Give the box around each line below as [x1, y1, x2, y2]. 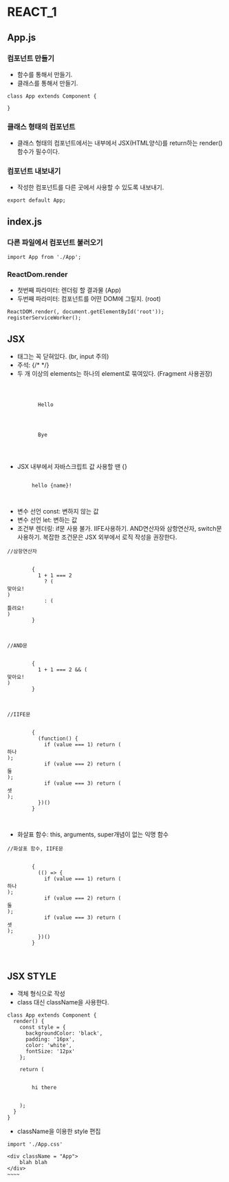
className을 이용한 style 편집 [17, 1127, 101, 1136]
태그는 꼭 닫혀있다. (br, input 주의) [17, 352, 109, 361]
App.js [7, 32, 36, 43]
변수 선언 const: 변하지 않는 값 [17, 507, 99, 516]
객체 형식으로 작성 [17, 989, 65, 998]
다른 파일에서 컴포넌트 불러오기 [7, 238, 103, 247]
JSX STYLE [7, 970, 57, 982]
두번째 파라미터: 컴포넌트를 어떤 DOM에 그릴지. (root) [17, 295, 162, 303]
